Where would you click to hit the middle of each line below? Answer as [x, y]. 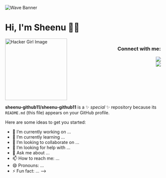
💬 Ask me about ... [31, 152]
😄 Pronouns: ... [28, 165]
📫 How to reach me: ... [36, 158]
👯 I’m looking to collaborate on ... [46, 142]
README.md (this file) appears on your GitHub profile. [57, 112]
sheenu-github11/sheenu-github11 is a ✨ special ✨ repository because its [81, 107]
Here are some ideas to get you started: [46, 122]
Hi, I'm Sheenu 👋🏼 [42, 28]
